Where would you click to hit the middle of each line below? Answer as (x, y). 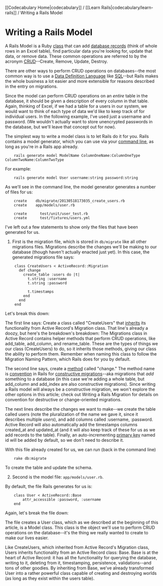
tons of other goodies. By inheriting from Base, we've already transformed (80, 568)
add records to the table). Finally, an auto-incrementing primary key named (80, 435)
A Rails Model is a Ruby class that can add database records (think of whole (81, 46)
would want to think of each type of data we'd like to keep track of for (75, 111)
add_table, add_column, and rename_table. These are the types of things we (81, 343)
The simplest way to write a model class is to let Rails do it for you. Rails (77, 136)
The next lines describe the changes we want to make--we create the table (80, 409)
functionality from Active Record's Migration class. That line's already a (77, 328)
